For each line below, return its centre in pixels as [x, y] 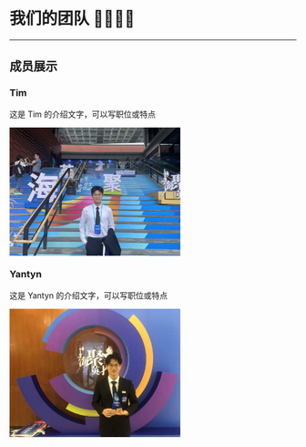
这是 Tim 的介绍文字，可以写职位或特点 [83, 114]
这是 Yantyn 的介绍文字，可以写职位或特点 [89, 295]
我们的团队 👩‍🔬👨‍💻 [72, 19]
